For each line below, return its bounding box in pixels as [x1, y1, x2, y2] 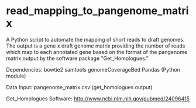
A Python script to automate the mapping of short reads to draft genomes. [6, 36, 185, 43]
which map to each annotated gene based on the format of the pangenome [6, 48, 188, 55]
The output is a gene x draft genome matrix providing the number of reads [6, 42, 185, 49]
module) [6, 72, 26, 79]
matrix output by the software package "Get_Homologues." [6, 55, 149, 62]
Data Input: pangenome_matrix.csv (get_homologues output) [6, 83, 153, 90]
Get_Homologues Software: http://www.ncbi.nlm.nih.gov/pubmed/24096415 [6, 95, 190, 102]
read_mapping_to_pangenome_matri [6, 4, 189, 18]
